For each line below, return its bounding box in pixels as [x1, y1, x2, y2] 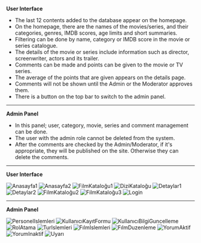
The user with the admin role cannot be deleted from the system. [14, 135, 175, 141]
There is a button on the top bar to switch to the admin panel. [14, 93, 166, 100]
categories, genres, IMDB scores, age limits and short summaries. [14, 29, 178, 37]
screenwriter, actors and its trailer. [14, 55, 100, 62]
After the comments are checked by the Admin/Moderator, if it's [14, 141, 172, 148]
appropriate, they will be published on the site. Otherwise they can [14, 147, 179, 154]
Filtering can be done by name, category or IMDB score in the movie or [14, 36, 190, 42]
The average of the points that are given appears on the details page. [14, 74, 186, 81]
